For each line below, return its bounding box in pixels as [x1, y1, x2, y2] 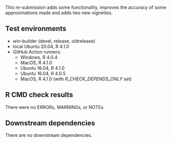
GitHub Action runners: [12, 48, 61, 55]
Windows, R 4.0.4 [20, 54, 58, 60]
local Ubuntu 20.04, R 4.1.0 [12, 43, 69, 49]
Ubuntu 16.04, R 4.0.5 [20, 70, 66, 76]
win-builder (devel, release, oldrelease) [12, 38, 95, 44]
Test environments [5, 24, 66, 33]
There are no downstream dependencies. [5, 132, 92, 138]
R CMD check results [5, 91, 74, 99]
